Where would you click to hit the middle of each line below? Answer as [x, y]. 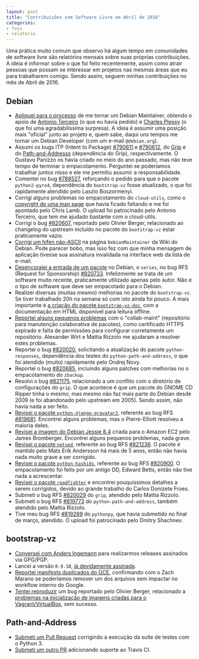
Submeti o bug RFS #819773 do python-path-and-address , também [96, 501]
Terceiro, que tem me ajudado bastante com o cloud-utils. [86, 216]
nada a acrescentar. [39, 476]
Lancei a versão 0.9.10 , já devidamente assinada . [75, 566]
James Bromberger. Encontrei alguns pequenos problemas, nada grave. [103, 438]
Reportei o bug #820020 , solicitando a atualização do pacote [90, 349]
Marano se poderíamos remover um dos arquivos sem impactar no [96, 579]
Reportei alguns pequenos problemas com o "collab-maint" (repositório [102, 318]
